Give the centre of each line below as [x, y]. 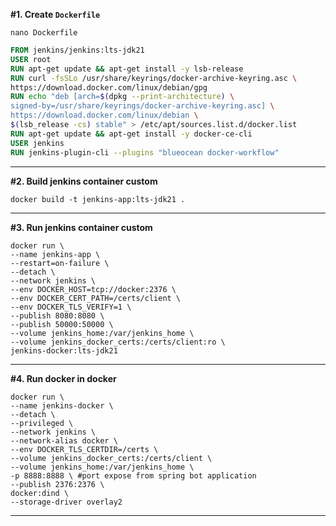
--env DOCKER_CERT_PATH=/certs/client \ [96, 298]
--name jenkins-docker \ [62, 405]
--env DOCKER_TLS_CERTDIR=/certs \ [84, 449]
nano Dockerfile [44, 33]
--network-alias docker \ [64, 440]
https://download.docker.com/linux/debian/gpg [109, 87]
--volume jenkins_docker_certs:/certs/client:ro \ [118, 342]
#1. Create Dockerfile [55, 14]
